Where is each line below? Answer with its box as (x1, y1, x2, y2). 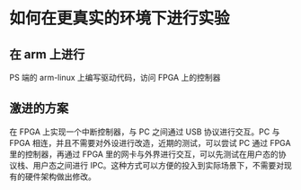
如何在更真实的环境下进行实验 (9, 8, 231, 29)
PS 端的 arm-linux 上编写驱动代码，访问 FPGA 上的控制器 (9, 73, 221, 82)
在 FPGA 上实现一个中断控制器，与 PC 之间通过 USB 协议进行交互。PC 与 (9, 126, 280, 137)
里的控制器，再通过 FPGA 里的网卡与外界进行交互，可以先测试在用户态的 (9, 149, 279, 160)
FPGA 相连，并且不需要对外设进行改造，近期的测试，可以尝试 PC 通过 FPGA (9, 137, 291, 148)
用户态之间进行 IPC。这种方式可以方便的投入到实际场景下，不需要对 (32, 160, 285, 170)
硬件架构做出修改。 (24, 171, 96, 182)
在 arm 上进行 (9, 47, 85, 62)
